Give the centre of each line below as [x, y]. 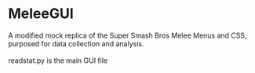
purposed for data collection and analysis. [76, 43]
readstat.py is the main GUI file [58, 60]
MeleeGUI [41, 14]
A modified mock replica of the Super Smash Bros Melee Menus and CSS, [127, 35]
